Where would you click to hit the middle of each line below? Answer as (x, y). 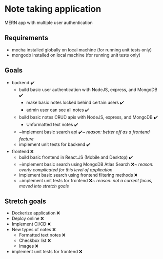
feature (26, 139)
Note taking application (53, 9)
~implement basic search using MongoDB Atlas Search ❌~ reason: (86, 164)
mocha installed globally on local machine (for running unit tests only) (82, 49)
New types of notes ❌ (34, 230)
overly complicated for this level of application (66, 169)
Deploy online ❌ (28, 218)
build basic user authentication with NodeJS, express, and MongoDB (88, 90)
